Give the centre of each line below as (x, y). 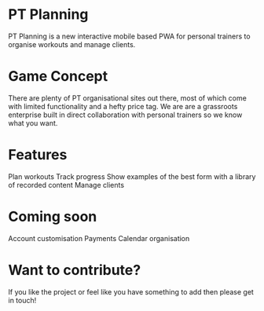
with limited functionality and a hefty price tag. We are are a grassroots (123, 106)
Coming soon (53, 217)
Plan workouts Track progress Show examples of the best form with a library (132, 176)
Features (38, 155)
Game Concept (58, 77)
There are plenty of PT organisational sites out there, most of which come (128, 98)
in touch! (22, 300)
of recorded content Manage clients (66, 185)
